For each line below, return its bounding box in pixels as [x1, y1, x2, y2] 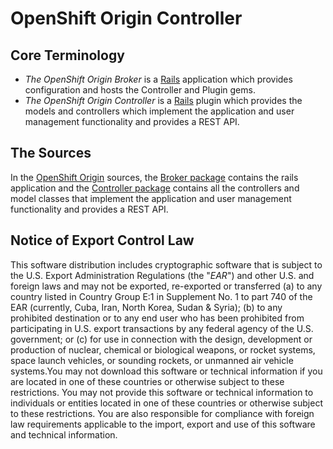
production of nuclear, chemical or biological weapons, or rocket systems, [10, 343, 316, 356]
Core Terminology [10, 47, 125, 64]
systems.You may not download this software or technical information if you [10, 365, 323, 377]
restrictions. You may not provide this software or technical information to [10, 386, 314, 398]
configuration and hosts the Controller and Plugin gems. [24, 84, 256, 96]
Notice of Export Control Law [10, 232, 195, 249]
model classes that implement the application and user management [10, 192, 292, 204]
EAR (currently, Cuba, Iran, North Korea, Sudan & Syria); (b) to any [10, 301, 283, 313]
